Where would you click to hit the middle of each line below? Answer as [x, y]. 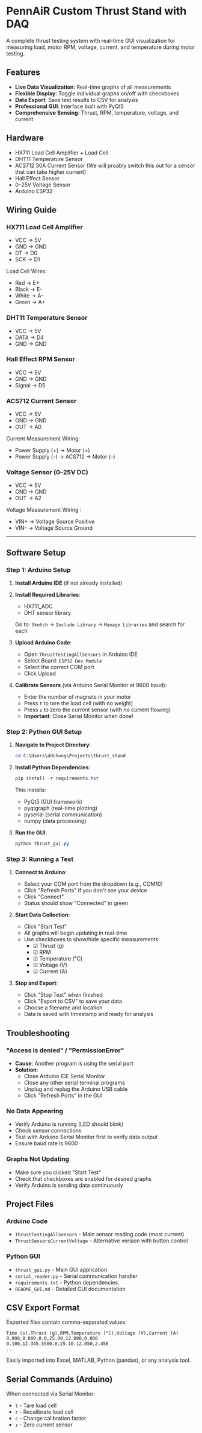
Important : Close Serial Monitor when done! [78, 716]
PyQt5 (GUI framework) [53, 802]
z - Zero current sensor [44, 1425]
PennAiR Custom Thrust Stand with [96, 11]
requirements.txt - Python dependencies [66, 1282]
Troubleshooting [38, 1033]
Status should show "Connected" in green [76, 903]
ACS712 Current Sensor [41, 401]
